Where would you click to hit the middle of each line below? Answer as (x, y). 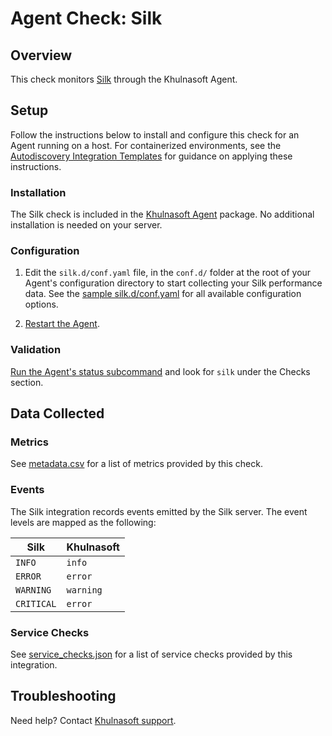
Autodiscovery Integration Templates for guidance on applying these (151, 156)
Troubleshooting (63, 696)
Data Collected (57, 413)
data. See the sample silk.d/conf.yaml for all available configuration (163, 294)
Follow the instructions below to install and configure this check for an (155, 134)
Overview (41, 55)
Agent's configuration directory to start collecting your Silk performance (173, 283)
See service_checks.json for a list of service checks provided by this (151, 654)
